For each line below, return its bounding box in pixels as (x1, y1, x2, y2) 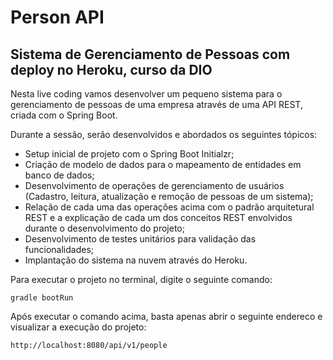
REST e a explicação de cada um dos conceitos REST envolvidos (24, 212, 293, 223)
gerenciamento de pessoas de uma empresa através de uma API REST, (10, 99, 303, 110)
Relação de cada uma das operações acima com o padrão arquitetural (24, 201, 315, 213)
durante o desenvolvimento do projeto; (24, 222, 185, 234)
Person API (10, 6, 105, 29)
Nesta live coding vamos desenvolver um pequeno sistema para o (10, 88, 283, 100)
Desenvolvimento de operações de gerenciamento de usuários (24, 180, 285, 191)
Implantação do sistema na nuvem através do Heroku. (24, 254, 248, 266)
